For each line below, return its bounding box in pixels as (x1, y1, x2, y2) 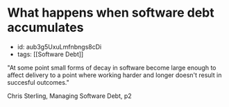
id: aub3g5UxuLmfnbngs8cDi (17, 42, 102, 51)
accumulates (7, 19, 84, 35)
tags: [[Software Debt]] (17, 50, 84, 58)
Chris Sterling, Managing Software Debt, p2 (7, 92, 132, 100)
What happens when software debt (7, 5, 214, 21)
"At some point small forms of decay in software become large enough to (7, 63, 217, 72)
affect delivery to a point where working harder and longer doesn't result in (7, 71, 222, 79)
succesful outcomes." (7, 78, 69, 86)
